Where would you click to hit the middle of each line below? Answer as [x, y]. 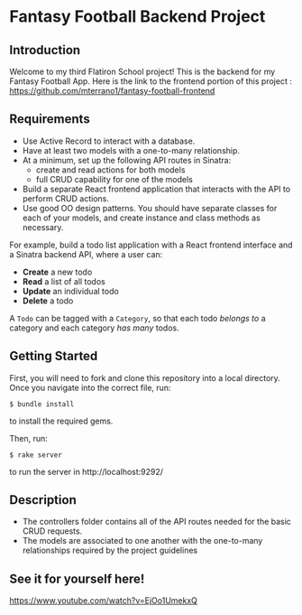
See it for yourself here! [77, 578]
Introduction [45, 50]
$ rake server [36, 455]
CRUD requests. [52, 531]
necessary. [43, 227]
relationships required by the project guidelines [110, 550]
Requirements [50, 119]
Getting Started [54, 356]
